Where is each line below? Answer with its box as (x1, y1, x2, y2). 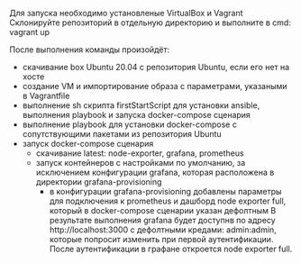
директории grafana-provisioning (35, 177, 162, 187)
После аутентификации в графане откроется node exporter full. (49, 243, 293, 254)
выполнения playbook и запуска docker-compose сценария (22, 110, 251, 120)
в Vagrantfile (22, 90, 70, 101)
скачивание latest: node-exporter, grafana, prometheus (35, 148, 245, 159)
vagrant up (9, 27, 50, 37)
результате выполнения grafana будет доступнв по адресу (49, 215, 277, 225)
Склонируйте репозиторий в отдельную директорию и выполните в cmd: (9, 17, 291, 28)
